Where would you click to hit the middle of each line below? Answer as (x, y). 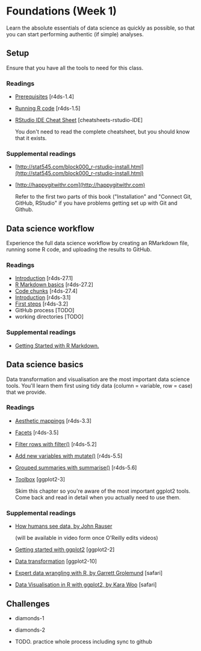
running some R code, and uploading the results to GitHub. (79, 249)
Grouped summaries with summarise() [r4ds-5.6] (76, 467)
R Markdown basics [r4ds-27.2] (54, 284)
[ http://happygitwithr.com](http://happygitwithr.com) (80, 185)
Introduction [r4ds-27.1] (44, 278)
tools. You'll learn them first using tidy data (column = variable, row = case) (99, 385)
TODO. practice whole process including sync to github (83, 641)
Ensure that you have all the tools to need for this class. (75, 68)
